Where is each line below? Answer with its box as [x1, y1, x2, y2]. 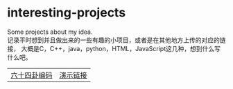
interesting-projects [7, 5, 126, 21]
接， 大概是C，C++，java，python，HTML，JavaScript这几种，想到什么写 [7, 44, 221, 52]
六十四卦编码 [10, 70, 53, 80]
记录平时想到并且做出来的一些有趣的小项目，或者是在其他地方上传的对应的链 [7, 36, 226, 44]
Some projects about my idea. [7, 28, 93, 36]
